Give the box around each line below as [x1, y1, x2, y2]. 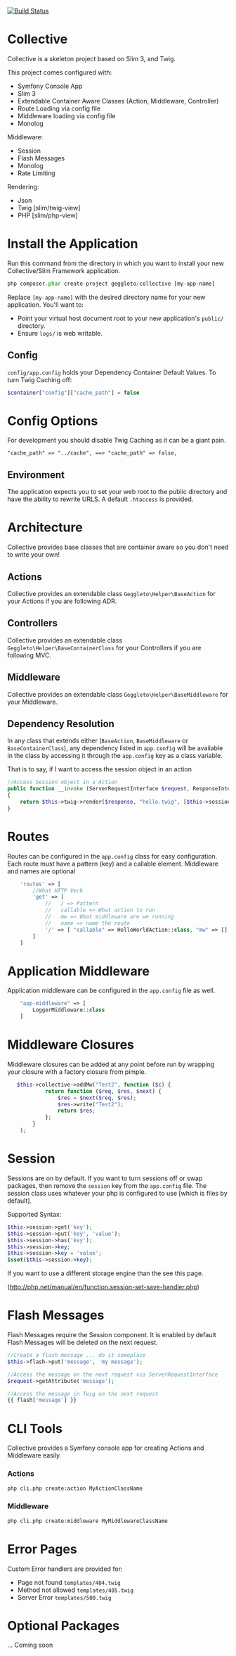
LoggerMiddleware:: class [32, 1006, 105, 1013]
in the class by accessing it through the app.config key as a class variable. [7, 752, 223, 760]
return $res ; [57, 1107, 96, 1115]
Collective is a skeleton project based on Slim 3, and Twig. [7, 54, 176, 63]
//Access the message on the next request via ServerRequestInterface [7, 1371, 218, 1378]
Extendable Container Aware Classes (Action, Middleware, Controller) [17, 96, 219, 105]
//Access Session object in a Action [7, 778, 118, 786]
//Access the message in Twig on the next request [7, 1390, 159, 1397]
